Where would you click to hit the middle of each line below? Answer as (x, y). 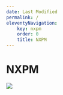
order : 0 (28, 34)
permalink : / (22, 17)
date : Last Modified (32, 12)
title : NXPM (32, 40)
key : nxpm (29, 29)
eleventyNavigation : (32, 23)
